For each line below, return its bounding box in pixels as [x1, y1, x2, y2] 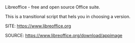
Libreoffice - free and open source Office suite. [5, 4, 100, 10]
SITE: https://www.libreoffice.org [5, 23, 71, 29]
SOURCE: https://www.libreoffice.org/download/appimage [5, 33, 123, 38]
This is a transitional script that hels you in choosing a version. [5, 14, 131, 19]
